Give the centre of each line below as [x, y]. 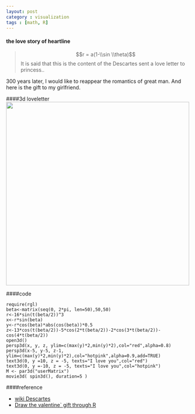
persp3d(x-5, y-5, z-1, [35, 351]
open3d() [17, 340]
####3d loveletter [28, 99]
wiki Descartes [32, 398]
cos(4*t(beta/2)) [27, 335]
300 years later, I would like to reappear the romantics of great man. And [94, 81]
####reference [24, 387]
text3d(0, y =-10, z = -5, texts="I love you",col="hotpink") [83, 366]
